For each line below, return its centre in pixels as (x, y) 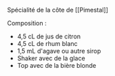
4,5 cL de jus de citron (49, 36)
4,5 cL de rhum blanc (47, 43)
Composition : (27, 23)
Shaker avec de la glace (51, 58)
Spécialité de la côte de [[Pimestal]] (58, 10)
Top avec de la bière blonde (56, 65)
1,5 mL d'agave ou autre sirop (59, 51)
